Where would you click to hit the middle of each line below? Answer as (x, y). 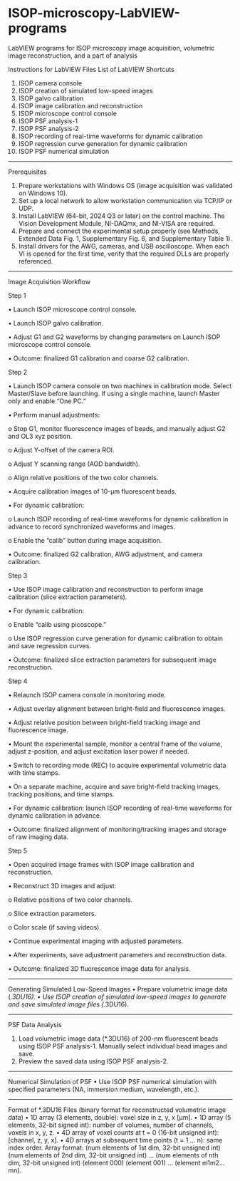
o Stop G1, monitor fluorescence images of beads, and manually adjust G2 (117, 428)
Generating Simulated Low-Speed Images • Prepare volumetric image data (118, 989)
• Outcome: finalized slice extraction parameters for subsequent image (112, 660)
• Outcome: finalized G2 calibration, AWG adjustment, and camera (105, 554)
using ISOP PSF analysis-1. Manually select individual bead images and (122, 1046)
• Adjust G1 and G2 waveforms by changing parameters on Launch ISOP (114, 337)
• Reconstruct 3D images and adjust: (62, 885)
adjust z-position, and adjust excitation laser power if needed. (99, 751)
